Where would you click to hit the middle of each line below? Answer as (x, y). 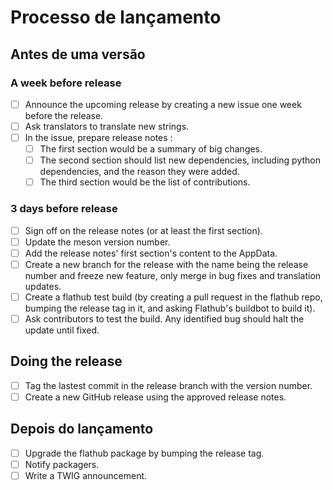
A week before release (66, 83)
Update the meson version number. (97, 242)
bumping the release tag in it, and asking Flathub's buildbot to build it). (170, 308)
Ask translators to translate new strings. (107, 126)
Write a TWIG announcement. (86, 475)
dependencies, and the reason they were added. (139, 172)
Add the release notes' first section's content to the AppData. (151, 253)
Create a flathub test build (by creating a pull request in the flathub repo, (173, 297)
